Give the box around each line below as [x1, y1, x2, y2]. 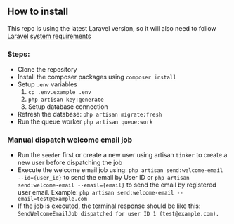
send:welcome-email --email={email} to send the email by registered [17, 180, 216, 189]
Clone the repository [17, 65, 77, 74]
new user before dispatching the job [17, 158, 123, 167]
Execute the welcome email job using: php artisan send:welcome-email [17, 166, 223, 174]
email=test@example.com [17, 196, 88, 203]
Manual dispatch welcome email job [7, 135, 133, 145]
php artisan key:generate [27, 96, 104, 104]
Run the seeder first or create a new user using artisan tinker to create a [17, 151, 228, 159]
